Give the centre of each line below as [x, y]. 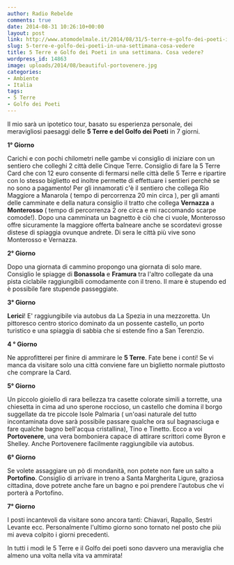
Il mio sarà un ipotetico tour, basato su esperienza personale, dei [100, 124]
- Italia [20, 85]
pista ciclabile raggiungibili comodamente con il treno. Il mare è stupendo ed [117, 281]
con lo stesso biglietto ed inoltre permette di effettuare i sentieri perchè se [114, 180]
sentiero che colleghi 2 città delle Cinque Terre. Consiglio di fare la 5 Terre [114, 166]
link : [15, 40]
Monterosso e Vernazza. [42, 239]
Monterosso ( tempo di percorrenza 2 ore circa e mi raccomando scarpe [112, 210]
